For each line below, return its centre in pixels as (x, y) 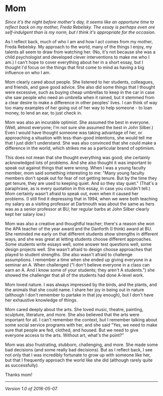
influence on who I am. (28, 72)
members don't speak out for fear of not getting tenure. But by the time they (81, 178)
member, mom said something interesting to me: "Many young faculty (75, 173)
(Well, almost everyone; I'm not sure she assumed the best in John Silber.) (79, 127)
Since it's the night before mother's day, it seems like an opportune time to (80, 22)
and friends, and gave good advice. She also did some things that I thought (80, 87)
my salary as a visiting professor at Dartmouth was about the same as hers (80, 204)
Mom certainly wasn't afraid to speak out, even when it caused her (72, 193)
